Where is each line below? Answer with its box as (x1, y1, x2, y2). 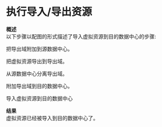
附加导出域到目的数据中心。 (6, 82, 73, 89)
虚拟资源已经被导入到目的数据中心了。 (6, 114, 98, 121)
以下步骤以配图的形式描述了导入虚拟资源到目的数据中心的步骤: (6, 33, 157, 40)
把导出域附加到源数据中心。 (6, 45, 73, 52)
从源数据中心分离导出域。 (6, 70, 68, 77)
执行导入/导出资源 (6, 5, 92, 19)
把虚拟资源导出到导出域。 (6, 58, 68, 65)
